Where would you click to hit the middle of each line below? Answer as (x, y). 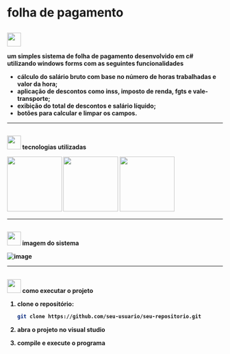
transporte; (34, 98)
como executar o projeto (58, 290)
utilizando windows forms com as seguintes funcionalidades (95, 63)
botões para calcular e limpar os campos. (77, 113)
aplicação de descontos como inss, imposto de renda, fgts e (104, 91)
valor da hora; (37, 84)
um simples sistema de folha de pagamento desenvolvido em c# (100, 56)
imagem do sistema (51, 243)
